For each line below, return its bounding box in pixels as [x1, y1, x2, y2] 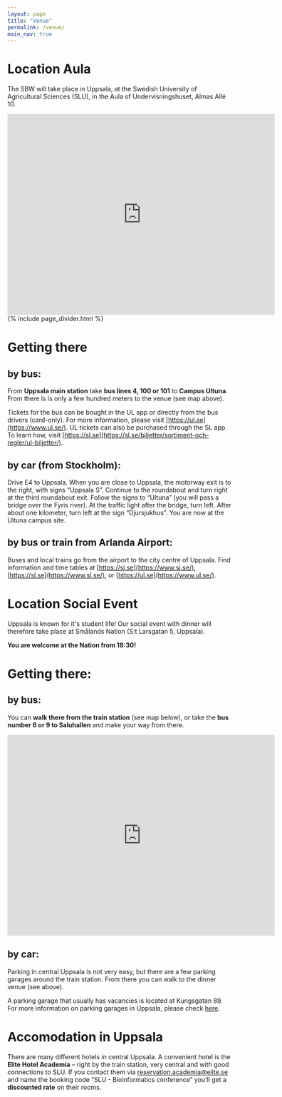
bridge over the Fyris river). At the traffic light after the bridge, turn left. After [7, 501, 231, 509]
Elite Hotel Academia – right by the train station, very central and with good [7, 1060, 229, 1068]
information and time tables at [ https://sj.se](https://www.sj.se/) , [7, 563, 196, 572]
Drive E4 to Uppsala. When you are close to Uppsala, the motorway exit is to [7, 478, 231, 486]
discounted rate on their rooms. [7, 1083, 102, 1091]
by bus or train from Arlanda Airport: [7, 537, 173, 549]
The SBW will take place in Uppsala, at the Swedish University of [7, 85, 197, 93]
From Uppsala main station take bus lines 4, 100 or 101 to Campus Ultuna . [7, 387, 228, 395]
